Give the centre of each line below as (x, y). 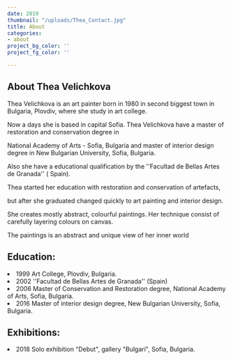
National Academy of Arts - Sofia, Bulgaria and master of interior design (111, 145)
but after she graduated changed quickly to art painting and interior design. (115, 201)
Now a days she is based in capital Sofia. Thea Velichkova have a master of (116, 124)
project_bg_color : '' (39, 46)
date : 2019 (23, 14)
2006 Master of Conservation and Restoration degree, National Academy (121, 288)
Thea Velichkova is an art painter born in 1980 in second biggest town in (111, 103)
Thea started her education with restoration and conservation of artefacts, (114, 187)
